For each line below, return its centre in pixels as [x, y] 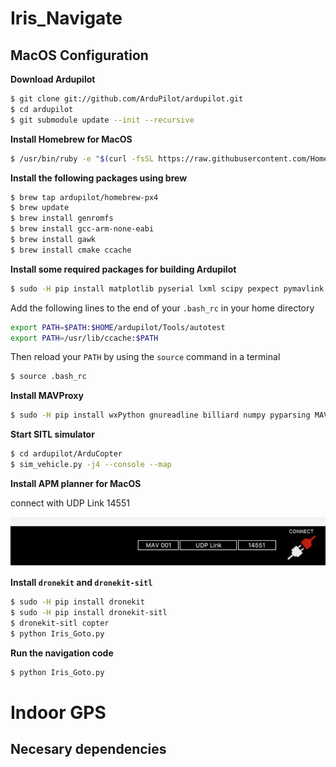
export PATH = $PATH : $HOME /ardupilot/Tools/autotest [118, 327]
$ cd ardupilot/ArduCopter [66, 454]
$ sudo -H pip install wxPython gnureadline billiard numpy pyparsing [160, 415]
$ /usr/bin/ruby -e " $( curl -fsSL [82, 158]
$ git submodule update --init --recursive [102, 120]
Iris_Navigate [66, 18]
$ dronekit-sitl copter [60, 623]
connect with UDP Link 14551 [70, 503]
